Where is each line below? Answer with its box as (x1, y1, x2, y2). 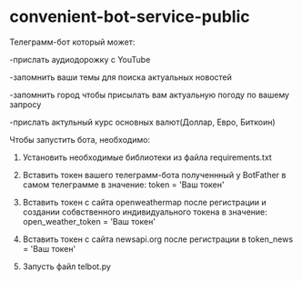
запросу (9, 98, 42, 110)
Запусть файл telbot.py (22, 261, 112, 272)
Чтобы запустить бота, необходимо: (9, 134, 151, 145)
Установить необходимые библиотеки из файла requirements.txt (22, 152, 273, 163)
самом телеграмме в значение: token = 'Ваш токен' (22, 179, 225, 190)
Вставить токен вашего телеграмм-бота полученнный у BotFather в (22, 169, 287, 180)
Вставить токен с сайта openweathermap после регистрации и (22, 196, 267, 207)
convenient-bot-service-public (9, 6, 250, 27)
